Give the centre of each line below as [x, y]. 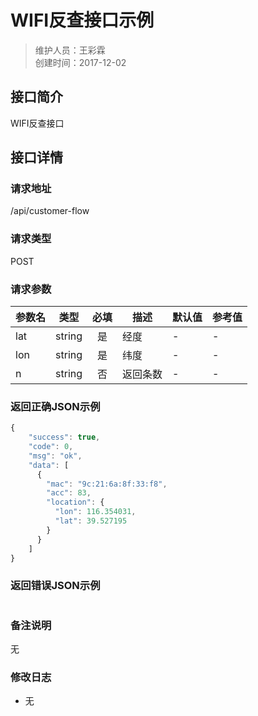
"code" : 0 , [51, 447]
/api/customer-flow [50, 211]
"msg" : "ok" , [55, 456]
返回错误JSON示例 [55, 586]
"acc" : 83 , [69, 493]
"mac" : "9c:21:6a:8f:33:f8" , [107, 484]
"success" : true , [64, 437]
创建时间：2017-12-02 [80, 62]
